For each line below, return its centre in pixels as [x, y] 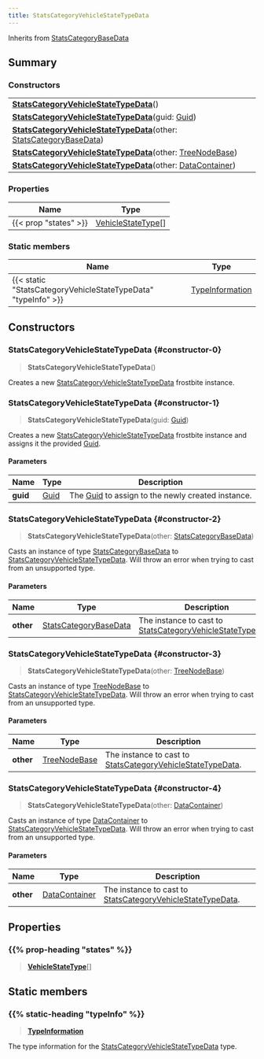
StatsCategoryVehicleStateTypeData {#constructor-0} [115, 350]
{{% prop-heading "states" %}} [70, 950]
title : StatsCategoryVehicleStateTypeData [79, 15]
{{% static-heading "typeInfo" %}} [77, 1014]
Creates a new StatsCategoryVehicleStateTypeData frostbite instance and [128, 435]
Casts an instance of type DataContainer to [78, 820]
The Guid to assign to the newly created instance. [161, 495]
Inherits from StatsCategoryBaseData [69, 38]
